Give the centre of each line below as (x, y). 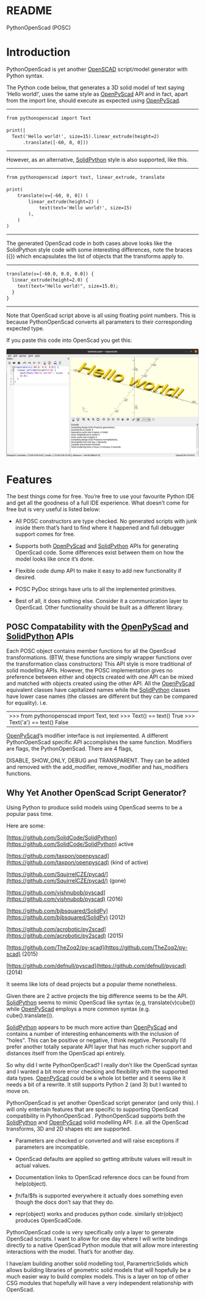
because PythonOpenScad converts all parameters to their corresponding (99, 322)
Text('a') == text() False (39, 722)
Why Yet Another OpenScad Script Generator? (96, 792)
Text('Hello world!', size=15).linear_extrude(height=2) (86, 136)
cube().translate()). (30, 1016)
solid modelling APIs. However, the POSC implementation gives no (89, 671)
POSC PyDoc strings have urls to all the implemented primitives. (96, 589)
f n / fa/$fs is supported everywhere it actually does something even (99, 1196)
